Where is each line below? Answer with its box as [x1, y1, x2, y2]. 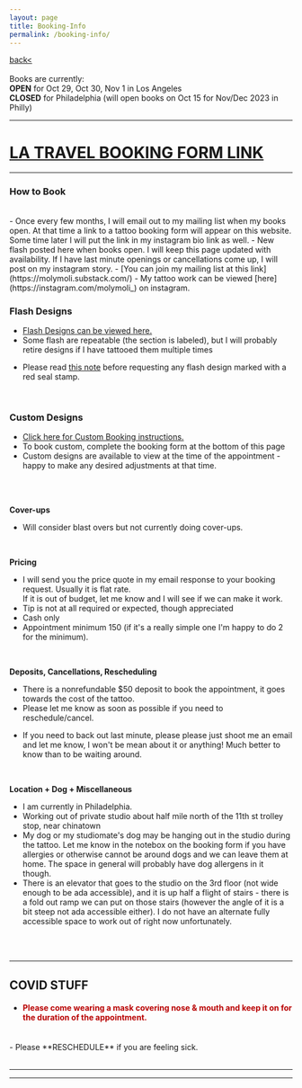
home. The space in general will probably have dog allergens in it [22, 859, 264, 870]
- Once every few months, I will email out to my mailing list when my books [9, 215, 286, 226]
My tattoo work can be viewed [140, 272, 253, 283]
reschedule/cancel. [22, 712, 94, 724]
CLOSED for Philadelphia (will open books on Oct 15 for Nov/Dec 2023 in [9, 93, 279, 103]
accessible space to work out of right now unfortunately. [22, 916, 232, 927]
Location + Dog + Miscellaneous [9, 784, 133, 795]
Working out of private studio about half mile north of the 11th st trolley [22, 811, 284, 822]
